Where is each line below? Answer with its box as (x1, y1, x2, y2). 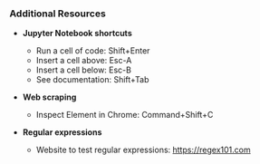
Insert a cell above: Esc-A (35, 55, 132, 66)
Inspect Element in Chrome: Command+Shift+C (35, 110, 214, 121)
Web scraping (22, 92, 77, 102)
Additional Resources (9, 7, 106, 20)
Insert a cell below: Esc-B (35, 64, 131, 75)
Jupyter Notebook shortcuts (22, 28, 133, 39)
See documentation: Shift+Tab (35, 74, 149, 85)
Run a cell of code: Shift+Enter (35, 45, 150, 56)
